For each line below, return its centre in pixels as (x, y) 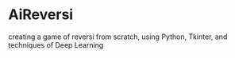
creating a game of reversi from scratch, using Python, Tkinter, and (118, 37)
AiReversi (41, 15)
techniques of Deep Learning (56, 44)
